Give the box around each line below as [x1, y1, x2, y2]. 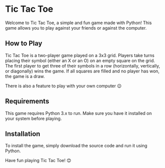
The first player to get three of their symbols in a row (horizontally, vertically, [5, 63, 160, 68]
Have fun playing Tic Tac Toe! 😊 [5, 158, 71, 164]
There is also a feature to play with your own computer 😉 [5, 83, 122, 89]
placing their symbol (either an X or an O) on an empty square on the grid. [5, 58, 155, 64]
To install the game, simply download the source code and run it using [5, 143, 148, 149]
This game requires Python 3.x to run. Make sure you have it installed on [5, 110, 152, 116]
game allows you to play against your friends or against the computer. [5, 25, 147, 31]
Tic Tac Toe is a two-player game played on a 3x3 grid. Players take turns [5, 52, 155, 58]
